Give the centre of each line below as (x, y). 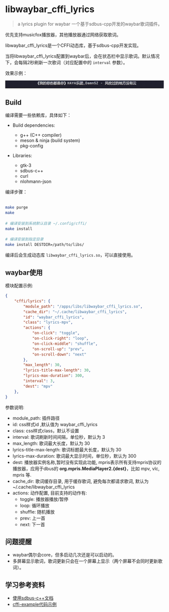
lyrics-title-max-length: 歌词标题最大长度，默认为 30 (67, 449)
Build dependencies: (34, 125)
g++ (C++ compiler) (41, 135)
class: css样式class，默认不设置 (46, 431)
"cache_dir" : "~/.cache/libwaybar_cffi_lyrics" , (75, 312)
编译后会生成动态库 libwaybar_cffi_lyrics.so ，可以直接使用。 (70, 255)
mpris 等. (22, 475)
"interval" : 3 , (39, 381)
